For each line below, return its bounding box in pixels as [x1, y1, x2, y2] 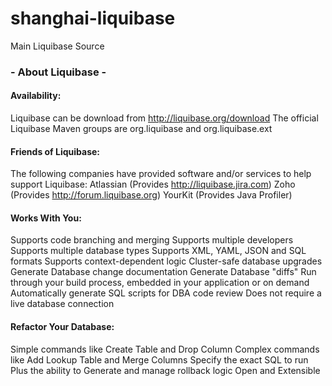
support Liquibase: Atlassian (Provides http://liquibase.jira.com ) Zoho [10, 178, 296, 191]
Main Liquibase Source [10, 40, 105, 52]
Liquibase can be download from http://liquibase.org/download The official [10, 112, 319, 124]
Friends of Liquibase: [10, 145, 101, 157]
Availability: [10, 90, 62, 102]
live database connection [10, 298, 115, 310]
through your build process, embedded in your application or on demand [10, 277, 310, 289]
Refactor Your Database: [10, 321, 115, 333]
